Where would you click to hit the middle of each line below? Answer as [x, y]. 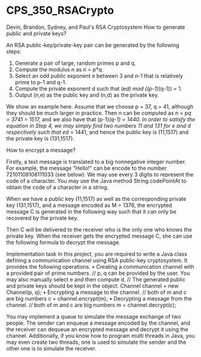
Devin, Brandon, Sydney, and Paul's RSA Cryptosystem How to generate [96, 27]
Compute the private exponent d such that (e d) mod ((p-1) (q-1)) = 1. [98, 88]
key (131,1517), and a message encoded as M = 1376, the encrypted [89, 205]
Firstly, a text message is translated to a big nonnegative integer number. [96, 161]
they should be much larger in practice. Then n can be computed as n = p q [99, 113]
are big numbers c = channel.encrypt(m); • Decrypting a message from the [99, 298]
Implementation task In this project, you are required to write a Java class [97, 254]
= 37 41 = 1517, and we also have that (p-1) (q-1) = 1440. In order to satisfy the [101, 119]
